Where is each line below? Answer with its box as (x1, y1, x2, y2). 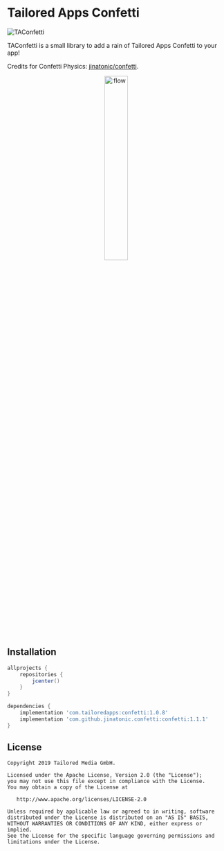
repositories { (19, 671, 64, 678)
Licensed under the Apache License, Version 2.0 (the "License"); (7, 772, 203, 779)
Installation (7, 646, 57, 658)
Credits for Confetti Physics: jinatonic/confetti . (7, 62, 139, 70)
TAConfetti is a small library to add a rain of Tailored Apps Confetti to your (7, 41, 218, 49)
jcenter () (32, 678, 60, 685)
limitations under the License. (7, 839, 100, 845)
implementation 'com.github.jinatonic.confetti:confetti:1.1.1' (19, 716, 209, 723)
